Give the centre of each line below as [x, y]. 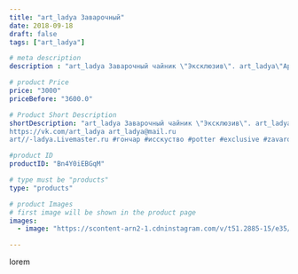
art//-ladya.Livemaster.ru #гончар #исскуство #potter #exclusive [134, 140]
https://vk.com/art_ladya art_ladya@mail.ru [93, 131]
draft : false [33, 34]
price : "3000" [35, 90]
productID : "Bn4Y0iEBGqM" [57, 164]
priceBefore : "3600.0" [51, 98]
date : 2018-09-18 [41, 26]
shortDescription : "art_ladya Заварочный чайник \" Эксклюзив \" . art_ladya [150, 123]
